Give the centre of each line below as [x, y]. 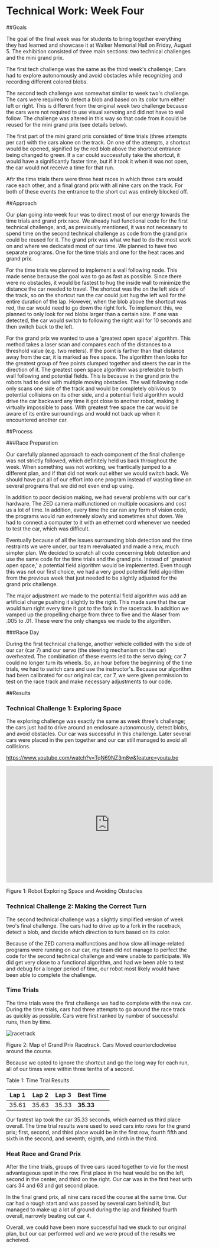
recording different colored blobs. [47, 82]
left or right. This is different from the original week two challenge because [97, 105]
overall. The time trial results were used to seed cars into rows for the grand [98, 1125]
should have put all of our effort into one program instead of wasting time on [99, 479]
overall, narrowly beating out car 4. [49, 1216]
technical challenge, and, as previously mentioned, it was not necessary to [97, 227]
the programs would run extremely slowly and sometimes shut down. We [95, 516]
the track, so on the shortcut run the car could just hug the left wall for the [96, 295]
